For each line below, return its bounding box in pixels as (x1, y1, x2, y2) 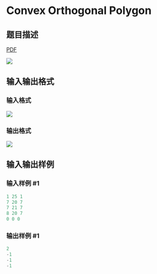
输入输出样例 (6, 160, 55, 170)
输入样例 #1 (6, 179, 39, 188)
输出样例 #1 (6, 231, 39, 240)
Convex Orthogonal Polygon (6, 4, 152, 18)
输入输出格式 (6, 77, 55, 87)
